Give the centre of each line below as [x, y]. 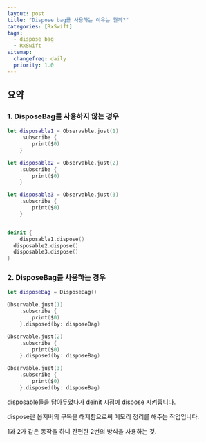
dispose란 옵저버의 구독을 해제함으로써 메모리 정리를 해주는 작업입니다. [103, 416]
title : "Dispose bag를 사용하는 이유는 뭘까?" [68, 20]
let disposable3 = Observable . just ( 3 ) [63, 195]
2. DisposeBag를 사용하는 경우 [56, 278]
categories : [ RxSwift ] [40, 26]
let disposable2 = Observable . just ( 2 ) [63, 163]
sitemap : [20, 53]
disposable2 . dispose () [46, 246]
